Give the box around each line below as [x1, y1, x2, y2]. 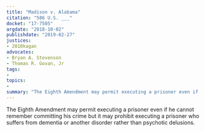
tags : [6, 66, 20, 72]
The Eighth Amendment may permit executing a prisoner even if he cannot [6, 106, 195, 113]
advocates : [6, 49, 34, 55]
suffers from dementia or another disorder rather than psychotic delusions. [6, 118, 195, 126]
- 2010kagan [6, 44, 37, 50]
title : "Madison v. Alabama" [6, 9, 81, 15]
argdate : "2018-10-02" [6, 26, 64, 33]
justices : [6, 37, 32, 44]
